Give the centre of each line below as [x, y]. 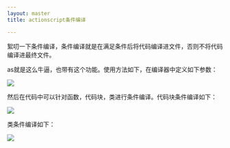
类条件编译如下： [31, 124]
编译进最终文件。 [31, 55]
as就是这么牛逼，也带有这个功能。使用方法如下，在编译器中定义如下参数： [112, 69]
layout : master [29, 13]
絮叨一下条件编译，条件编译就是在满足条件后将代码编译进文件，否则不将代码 [115, 46]
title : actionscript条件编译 [47, 20]
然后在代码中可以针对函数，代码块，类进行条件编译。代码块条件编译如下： [112, 97]
